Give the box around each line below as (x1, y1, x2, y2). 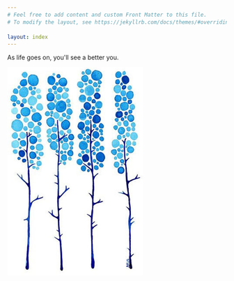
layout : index (7, 33, 49, 40)
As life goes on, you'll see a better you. (7, 53, 119, 62)
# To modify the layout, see (7, 18, 92, 26)
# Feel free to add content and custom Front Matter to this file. (7, 11, 208, 18)
